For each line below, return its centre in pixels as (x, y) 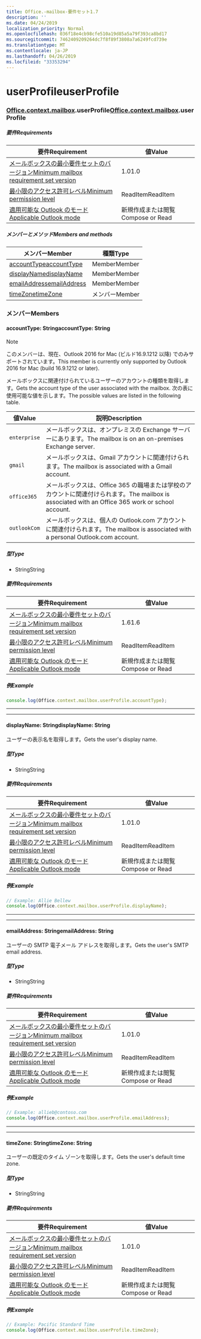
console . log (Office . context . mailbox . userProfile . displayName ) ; (87, 906)
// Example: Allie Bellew (38, 901)
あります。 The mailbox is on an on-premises (121, 439)
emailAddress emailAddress (48, 283)
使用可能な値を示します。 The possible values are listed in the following (94, 395)
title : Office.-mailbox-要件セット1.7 (52, 12)
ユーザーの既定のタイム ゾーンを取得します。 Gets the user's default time (96, 1157)
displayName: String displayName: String (58, 725)
